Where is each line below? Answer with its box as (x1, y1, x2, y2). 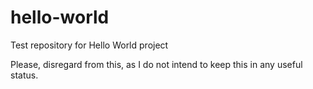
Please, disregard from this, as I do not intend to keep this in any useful (10, 58, 303, 70)
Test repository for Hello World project (10, 39, 169, 51)
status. (10, 69, 39, 81)
